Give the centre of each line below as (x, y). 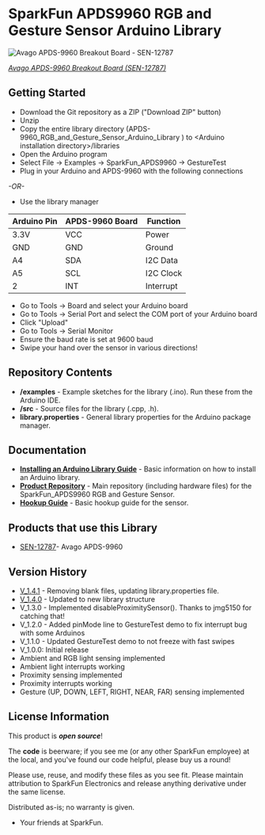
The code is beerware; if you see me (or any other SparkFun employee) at (129, 751)
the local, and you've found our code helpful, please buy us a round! (119, 759)
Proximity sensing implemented (71, 675)
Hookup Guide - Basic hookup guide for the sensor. (104, 503)
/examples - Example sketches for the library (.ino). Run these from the (136, 391)
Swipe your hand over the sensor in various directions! (108, 347)
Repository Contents (61, 373)
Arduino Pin (35, 221)
